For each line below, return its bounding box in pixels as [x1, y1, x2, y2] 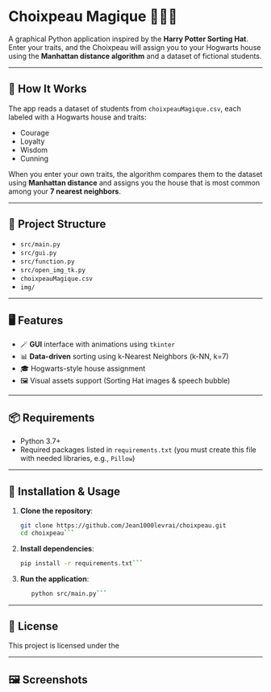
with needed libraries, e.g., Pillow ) [19, 454, 135, 463]
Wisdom [19, 145, 48, 154]
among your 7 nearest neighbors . [8, 186, 121, 196]
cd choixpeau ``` [19, 529, 75, 537]
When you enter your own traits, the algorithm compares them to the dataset [8, 169, 263, 178]
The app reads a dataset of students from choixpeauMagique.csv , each [8, 103, 242, 113]
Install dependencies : [19, 543, 94, 553]
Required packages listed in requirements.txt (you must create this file [19, 445, 256, 455]
